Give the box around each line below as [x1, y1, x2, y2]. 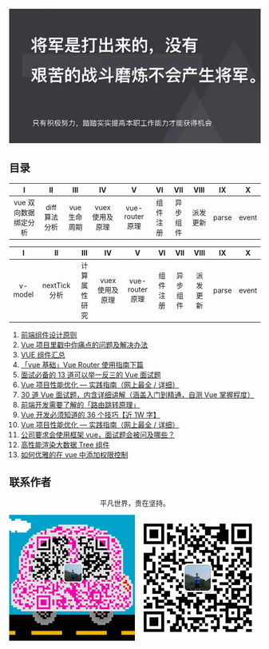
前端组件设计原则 [20, 329, 77, 340]
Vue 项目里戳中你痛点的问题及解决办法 [20, 340, 148, 349]
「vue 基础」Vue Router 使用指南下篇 [20, 360, 144, 369]
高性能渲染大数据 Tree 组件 [20, 440, 110, 449]
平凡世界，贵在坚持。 [100, 498, 170, 508]
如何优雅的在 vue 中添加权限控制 [20, 449, 129, 460]
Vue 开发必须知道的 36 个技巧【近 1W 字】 [20, 409, 160, 420]
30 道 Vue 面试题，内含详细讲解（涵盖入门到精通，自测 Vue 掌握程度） [20, 389, 255, 400]
